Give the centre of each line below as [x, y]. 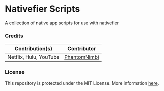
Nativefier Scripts [43, 9]
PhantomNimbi [82, 57]
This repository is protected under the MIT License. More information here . [82, 83]
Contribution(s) [33, 49]
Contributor [82, 49]
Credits [14, 36]
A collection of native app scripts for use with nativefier [62, 23]
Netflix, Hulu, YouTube [34, 57]
